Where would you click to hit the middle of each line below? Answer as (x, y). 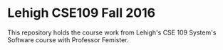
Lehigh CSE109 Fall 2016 (81, 13)
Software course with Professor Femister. (68, 39)
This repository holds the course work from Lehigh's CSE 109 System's (112, 32)
